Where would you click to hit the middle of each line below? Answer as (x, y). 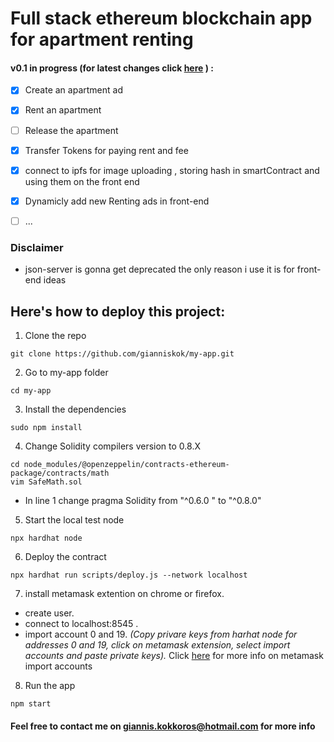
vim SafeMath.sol (46, 482)
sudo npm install (46, 427)
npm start (31, 703)
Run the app (50, 685)
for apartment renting (102, 39)
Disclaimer (37, 247)
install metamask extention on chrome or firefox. (124, 593)
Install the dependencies (75, 409)
